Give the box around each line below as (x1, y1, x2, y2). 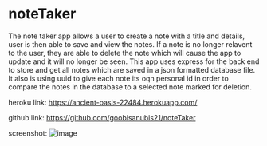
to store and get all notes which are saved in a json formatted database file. (8, 65, 256, 74)
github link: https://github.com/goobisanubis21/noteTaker (8, 112, 196, 122)
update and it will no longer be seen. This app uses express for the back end (8, 57, 260, 66)
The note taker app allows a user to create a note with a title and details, (8, 31, 245, 41)
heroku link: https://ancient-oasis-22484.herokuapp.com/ (8, 97, 198, 107)
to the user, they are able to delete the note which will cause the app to (8, 48, 241, 57)
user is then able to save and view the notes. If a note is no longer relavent (8, 39, 253, 49)
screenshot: (8, 128, 48, 138)
